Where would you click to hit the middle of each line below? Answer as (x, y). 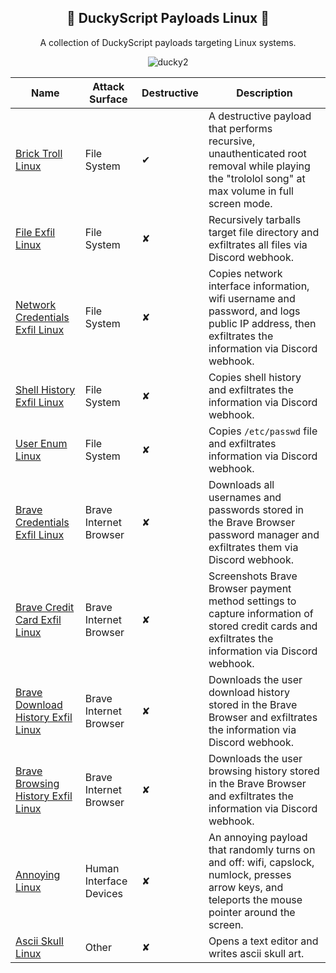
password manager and (264, 534)
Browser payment (250, 588)
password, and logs (254, 311)
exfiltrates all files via (258, 244)
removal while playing (259, 166)
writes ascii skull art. (256, 953)
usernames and (245, 497)
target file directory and (264, 232)
